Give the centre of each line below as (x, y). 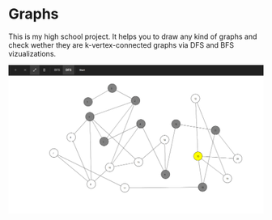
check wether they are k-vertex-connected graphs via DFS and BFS (121, 44)
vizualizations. (32, 53)
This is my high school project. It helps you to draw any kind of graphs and (133, 36)
